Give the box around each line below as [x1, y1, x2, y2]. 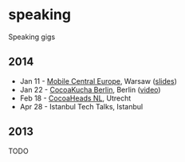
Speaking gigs [8, 32, 56, 41]
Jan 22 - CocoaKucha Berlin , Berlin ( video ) [19, 85, 161, 94]
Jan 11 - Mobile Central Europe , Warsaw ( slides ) [19, 76, 177, 85]
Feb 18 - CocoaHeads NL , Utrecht [19, 93, 132, 103]
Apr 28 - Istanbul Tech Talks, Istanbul [19, 101, 144, 111]
